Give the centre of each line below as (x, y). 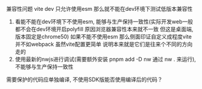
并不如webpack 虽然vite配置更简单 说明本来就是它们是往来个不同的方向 (104, 44)
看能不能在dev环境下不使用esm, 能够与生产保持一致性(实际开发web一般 (104, 22)
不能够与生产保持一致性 (44, 67)
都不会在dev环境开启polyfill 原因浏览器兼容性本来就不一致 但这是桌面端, (104, 29)
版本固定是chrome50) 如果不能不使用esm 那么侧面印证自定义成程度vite (103, 37)
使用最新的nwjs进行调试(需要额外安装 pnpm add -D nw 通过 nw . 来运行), (105, 59)
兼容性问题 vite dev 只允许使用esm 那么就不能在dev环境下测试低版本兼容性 (99, 9)
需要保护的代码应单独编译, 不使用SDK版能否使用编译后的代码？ (84, 79)
